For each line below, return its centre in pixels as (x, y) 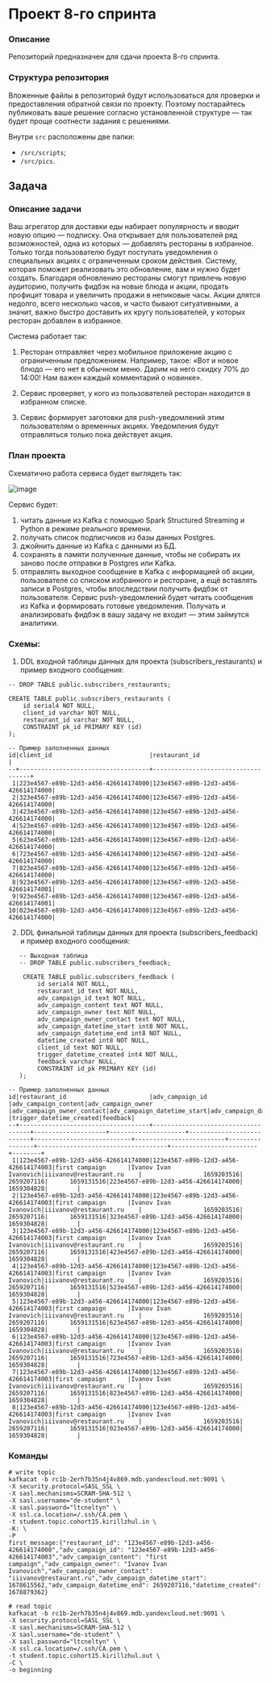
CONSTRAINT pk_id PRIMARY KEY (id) (83, 727)
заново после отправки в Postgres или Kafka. (98, 563)
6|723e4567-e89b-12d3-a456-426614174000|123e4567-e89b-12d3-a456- (126, 854)
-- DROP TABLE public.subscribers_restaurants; (90, 685)
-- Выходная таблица (54, 956)
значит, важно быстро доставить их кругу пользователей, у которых (127, 312)
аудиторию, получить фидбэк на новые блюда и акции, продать (119, 286)
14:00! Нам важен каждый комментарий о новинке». (111, 378)
